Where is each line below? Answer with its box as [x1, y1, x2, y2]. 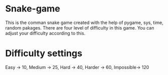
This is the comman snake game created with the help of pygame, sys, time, [5, 19, 164, 25]
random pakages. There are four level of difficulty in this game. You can [5, 24, 154, 30]
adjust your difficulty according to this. [5, 30, 86, 36]
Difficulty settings [5, 48, 82, 59]
